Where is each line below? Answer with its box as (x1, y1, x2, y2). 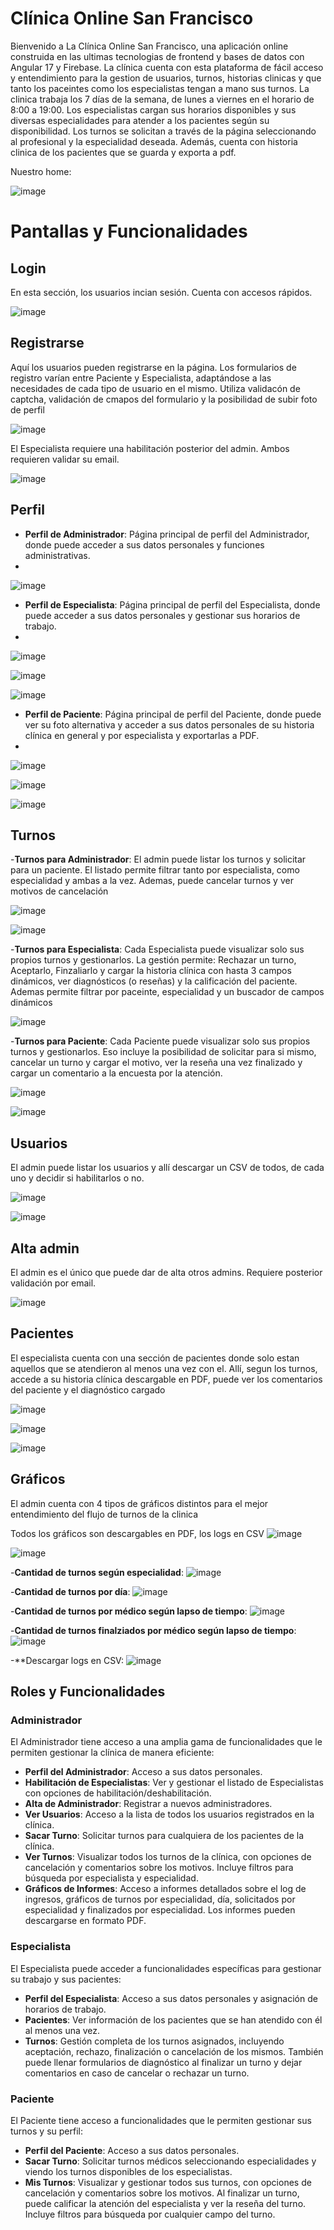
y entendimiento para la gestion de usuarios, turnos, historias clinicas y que (10, 72, 322, 84)
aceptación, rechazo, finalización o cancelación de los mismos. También (24, 2045, 324, 2057)
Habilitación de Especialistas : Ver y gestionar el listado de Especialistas (24, 1777, 324, 1789)
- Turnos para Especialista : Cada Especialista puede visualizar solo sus (10, 943, 305, 956)
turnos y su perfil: (10, 2125, 83, 2137)
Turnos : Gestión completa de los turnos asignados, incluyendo (24, 2035, 285, 2047)
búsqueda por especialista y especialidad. (24, 1872, 199, 1884)
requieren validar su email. (10, 453, 120, 465)
